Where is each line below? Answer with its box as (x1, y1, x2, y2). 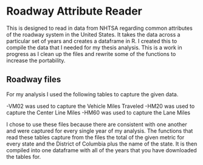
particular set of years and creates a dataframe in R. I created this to (6, 37, 177, 44)
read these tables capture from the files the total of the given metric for (6, 133, 185, 141)
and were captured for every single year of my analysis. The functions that (6, 127, 193, 135)
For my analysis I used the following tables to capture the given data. (6, 90, 179, 98)
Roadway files (6, 74, 61, 85)
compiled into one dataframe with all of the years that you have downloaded (6, 146, 198, 153)
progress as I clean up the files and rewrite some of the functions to (6, 50, 176, 57)
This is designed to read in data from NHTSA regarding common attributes (6, 24, 193, 32)
